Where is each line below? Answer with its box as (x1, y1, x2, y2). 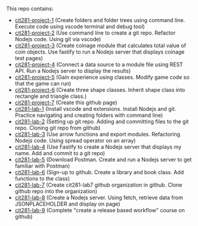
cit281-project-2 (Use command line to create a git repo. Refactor (14, 29, 176, 36)
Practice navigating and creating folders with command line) (14, 112, 163, 119)
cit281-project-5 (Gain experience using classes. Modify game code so (14, 74, 190, 81)
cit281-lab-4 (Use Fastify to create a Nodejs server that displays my (14, 143, 182, 150)
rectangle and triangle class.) (14, 92, 87, 100)
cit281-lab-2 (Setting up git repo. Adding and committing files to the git (14, 118, 189, 125)
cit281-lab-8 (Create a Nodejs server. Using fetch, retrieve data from (14, 194, 183, 201)
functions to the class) (14, 175, 70, 182)
